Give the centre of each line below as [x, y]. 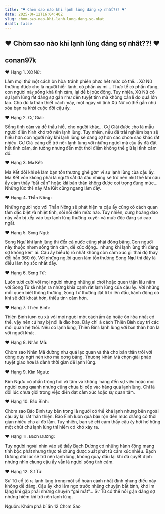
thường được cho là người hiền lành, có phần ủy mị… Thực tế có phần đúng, [82, 87]
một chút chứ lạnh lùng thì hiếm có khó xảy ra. [52, 427]
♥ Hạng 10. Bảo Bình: [27, 402]
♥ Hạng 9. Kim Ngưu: [27, 372]
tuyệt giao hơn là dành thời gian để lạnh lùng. [51, 362]
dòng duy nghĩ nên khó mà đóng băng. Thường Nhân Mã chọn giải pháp [78, 357]
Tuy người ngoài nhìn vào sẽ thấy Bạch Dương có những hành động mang [80, 446]
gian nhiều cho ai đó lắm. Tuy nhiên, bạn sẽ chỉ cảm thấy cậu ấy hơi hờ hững [83, 422]
